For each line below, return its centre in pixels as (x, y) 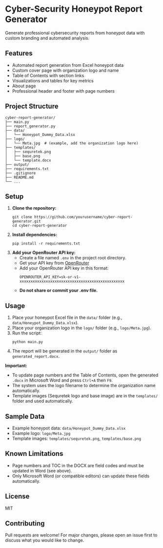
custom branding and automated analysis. (47, 38)
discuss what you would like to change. (45, 540)
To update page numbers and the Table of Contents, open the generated (85, 375)
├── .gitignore (20, 173)
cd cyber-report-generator (40, 226)
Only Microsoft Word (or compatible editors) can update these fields (81, 476)
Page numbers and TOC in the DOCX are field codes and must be (78, 465)
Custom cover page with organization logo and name (65, 70)
